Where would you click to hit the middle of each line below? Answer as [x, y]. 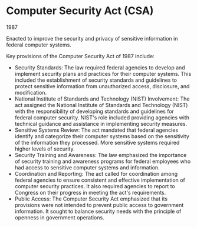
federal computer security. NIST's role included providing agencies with [102, 117]
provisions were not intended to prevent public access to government [99, 205]
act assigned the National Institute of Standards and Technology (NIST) [101, 105]
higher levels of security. [45, 149]
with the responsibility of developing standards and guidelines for [94, 111]
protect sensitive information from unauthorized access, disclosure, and [102, 86]
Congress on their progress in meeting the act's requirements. [90, 192]
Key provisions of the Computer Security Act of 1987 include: [80, 56]
